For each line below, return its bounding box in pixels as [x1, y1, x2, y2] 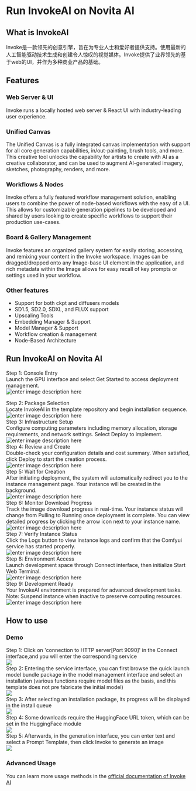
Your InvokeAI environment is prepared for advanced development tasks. [6, 586, 182, 593]
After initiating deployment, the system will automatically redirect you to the [6, 474, 188, 481]
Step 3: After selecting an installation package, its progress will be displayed [6, 696, 190, 703]
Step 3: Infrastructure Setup [6, 418, 74, 425]
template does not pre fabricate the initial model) [6, 684, 124, 691]
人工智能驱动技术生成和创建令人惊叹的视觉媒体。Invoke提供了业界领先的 [6, 51, 181, 58]
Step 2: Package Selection [6, 399, 70, 406]
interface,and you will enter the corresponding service [6, 653, 137, 660]
